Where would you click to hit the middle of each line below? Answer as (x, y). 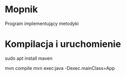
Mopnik (21, 9)
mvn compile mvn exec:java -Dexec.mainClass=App (60, 68)
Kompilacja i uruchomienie (63, 44)
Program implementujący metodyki (42, 23)
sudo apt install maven (29, 58)
